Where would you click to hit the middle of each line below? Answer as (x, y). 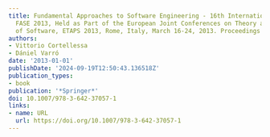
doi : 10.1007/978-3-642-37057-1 (62, 98)
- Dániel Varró (34, 53)
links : (19, 106)
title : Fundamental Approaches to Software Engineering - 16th (117, 16)
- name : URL (28, 114)
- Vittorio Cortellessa (48, 46)
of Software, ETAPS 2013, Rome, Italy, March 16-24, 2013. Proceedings (138, 31)
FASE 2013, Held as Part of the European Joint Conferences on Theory (136, 23)
